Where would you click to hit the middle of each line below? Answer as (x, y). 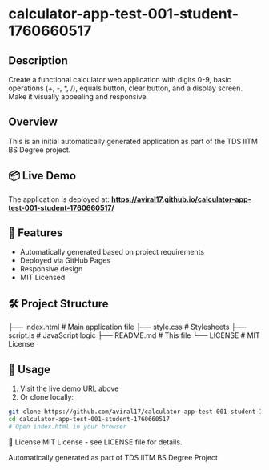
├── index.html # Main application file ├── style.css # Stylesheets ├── (127, 327)
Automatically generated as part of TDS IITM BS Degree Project (113, 457)
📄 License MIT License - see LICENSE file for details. (95, 442)
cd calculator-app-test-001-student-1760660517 (89, 419)
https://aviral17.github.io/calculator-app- (182, 199)
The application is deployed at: (59, 199)
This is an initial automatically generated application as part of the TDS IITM (133, 141)
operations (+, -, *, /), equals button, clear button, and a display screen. (125, 88)
